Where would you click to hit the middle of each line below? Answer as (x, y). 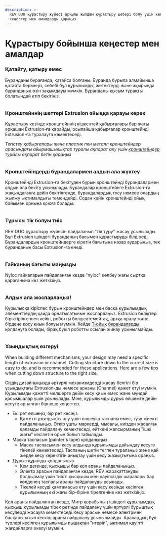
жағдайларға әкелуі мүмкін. (35, 528)
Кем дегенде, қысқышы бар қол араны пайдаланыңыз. (78, 466)
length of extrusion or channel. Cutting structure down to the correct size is (82, 362)
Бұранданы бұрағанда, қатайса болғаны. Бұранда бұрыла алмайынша (80, 80)
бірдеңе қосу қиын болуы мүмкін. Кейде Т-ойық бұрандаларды (72, 324)
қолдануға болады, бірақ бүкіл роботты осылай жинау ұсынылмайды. (79, 329)
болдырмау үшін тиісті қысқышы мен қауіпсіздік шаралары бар (87, 476)
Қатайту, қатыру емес (34, 69)
